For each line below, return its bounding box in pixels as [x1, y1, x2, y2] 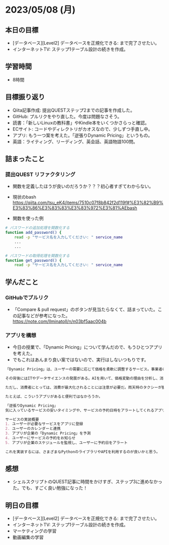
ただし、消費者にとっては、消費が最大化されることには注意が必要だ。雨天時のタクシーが [5, 385, 162, 390]
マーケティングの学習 [12, 528, 57, 534]
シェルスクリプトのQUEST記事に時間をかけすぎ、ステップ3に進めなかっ [12, 479, 162, 485]
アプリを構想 [5, 332, 37, 339]
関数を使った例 [12, 215, 44, 221]
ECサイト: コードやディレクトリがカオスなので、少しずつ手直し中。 [12, 126, 153, 132]
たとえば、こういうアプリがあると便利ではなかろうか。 [5, 394, 103, 399]
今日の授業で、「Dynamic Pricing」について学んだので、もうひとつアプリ [12, 344, 162, 350]
